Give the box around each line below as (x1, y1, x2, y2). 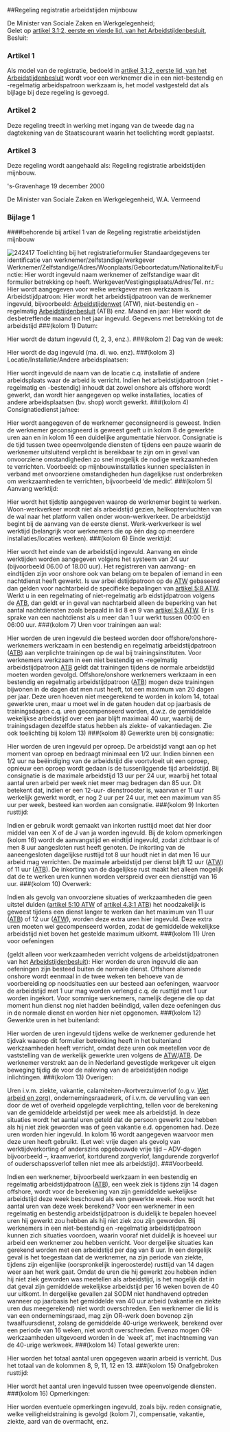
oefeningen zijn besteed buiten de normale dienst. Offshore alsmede (7, 965, 201, 973)
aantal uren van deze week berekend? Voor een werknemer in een (7, 1202, 195, 1211)
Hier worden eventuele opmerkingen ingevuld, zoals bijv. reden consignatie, (7, 1402, 222, 1411)
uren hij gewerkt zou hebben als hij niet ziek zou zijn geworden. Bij (7, 1217, 196, 1225)
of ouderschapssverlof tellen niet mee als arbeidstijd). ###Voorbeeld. (7, 1160, 204, 1168)
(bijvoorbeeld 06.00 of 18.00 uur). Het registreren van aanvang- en (7, 562, 196, 571)
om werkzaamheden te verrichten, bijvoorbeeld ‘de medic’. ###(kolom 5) (7, 477, 213, 485)
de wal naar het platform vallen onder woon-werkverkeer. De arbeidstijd (7, 512, 211, 521)
